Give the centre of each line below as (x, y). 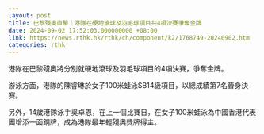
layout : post (30, 15)
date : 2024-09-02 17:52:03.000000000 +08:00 (83, 30)
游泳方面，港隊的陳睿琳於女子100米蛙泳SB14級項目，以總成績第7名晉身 (125, 86)
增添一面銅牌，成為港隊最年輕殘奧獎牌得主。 (88, 122)
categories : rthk (37, 45)
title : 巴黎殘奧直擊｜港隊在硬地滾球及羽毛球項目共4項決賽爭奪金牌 (105, 23)
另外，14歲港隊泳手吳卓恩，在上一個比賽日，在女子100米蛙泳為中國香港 (126, 113)
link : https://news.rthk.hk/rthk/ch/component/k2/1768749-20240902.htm (129, 38)
